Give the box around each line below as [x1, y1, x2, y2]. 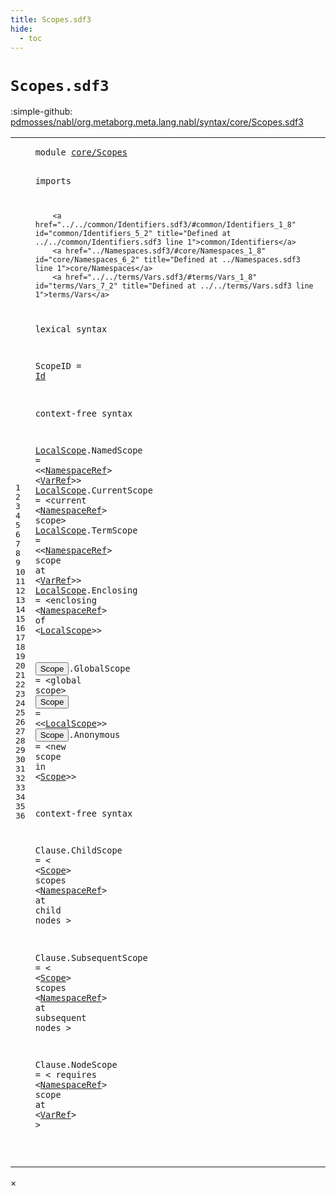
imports [34, 175, 72, 186]
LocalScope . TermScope [34, 524, 138, 536]
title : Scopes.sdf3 [10, 14, 92, 25]
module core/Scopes [34, 147, 128, 158]
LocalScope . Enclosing [34, 584, 138, 596]
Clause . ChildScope [34, 845, 123, 856]
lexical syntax [34, 324, 108, 335]
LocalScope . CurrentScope [34, 484, 153, 496]
